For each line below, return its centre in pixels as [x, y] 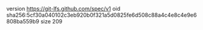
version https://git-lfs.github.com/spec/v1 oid [63, 9]
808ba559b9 [23, 21]
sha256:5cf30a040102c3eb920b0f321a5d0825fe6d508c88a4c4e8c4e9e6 [102, 15]
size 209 [52, 21]
